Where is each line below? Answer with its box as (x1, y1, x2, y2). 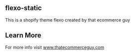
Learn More (5, 31, 42, 40)
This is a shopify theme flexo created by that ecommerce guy (5, 17, 130, 23)
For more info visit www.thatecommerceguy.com (5, 44, 105, 50)
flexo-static (5, 4, 42, 12)
